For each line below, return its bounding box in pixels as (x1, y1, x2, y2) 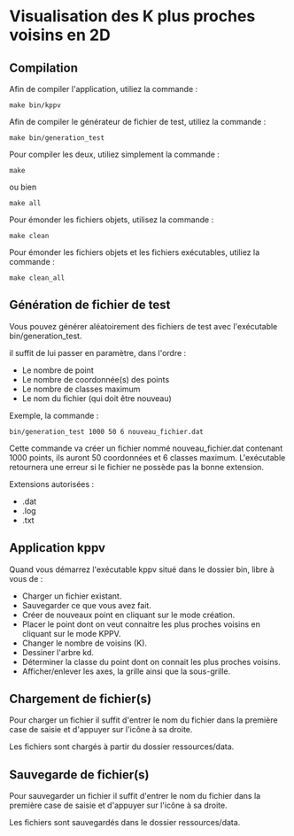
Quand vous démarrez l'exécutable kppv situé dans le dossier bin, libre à (9, 564, 275, 575)
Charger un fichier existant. (21, 591, 122, 601)
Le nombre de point (21, 365, 95, 375)
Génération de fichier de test (9, 298, 171, 313)
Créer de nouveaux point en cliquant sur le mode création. (21, 609, 236, 620)
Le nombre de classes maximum (21, 383, 141, 394)
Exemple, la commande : (9, 410, 99, 421)
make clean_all (9, 274, 66, 283)
